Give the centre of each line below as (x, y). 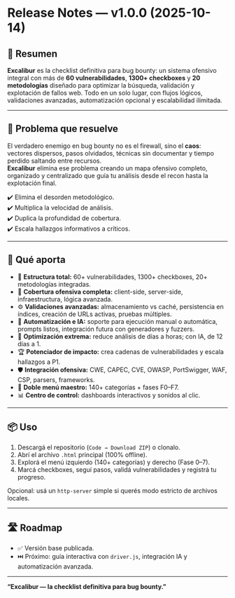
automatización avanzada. (55, 566)
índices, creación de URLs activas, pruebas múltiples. (95, 314)
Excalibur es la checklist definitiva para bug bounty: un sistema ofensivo (112, 70)
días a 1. (29, 344)
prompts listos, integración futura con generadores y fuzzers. (106, 329)
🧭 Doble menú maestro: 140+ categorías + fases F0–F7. (98, 387)
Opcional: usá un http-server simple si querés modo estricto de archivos (113, 491)
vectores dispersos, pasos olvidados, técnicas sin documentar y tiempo (111, 153)
